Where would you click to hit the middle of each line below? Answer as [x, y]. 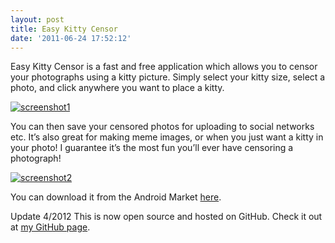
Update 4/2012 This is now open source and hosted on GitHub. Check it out [166, 217]
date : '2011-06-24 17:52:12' [71, 38]
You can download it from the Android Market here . [116, 197]
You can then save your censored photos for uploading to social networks [162, 127]
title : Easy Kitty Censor [64, 29]
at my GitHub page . [50, 227]
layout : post [37, 19]
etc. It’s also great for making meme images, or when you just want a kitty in [167, 137]
